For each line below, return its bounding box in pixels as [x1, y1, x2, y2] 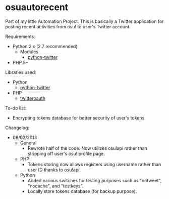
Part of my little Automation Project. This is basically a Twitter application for [5, 18, 164, 24]
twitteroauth [20, 95, 45, 101]
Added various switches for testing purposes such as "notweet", [27, 177, 162, 183]
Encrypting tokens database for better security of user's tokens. [12, 114, 146, 121]
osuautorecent [5, 2, 69, 13]
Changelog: [5, 125, 29, 131]
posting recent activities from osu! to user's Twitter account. [5, 23, 131, 29]
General [20, 140, 37, 146]
